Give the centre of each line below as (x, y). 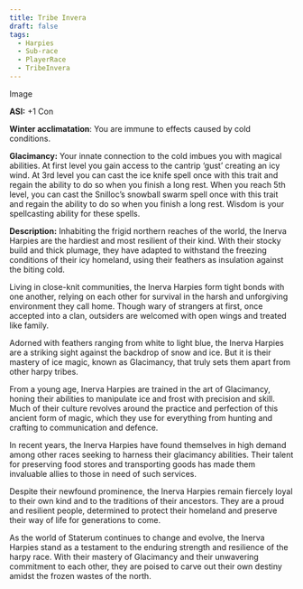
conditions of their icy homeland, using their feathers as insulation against (147, 259)
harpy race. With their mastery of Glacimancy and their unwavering (134, 556)
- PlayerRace (42, 60)
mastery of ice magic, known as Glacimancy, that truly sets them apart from (150, 361)
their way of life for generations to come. (85, 519)
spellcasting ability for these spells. (75, 213)
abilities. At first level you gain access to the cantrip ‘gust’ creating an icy (145, 165)
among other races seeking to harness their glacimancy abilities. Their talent (151, 454)
